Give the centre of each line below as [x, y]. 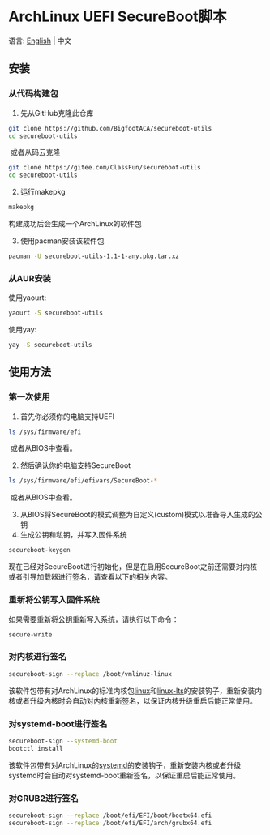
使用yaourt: [28, 298]
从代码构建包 [34, 94]
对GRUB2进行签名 [43, 798]
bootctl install [36, 748]
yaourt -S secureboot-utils [56, 313]
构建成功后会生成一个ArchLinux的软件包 [75, 223]
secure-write [30, 634]
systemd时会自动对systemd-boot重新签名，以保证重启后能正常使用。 [124, 775]
